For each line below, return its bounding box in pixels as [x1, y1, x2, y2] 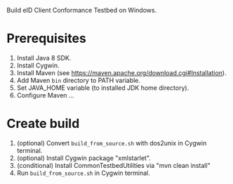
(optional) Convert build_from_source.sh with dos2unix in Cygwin [16, 138, 207, 147]
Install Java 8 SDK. [16, 53, 72, 62]
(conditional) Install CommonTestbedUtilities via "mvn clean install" [16, 161, 211, 169]
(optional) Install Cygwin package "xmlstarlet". [16, 154, 152, 162]
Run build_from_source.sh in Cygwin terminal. [16, 169, 150, 177]
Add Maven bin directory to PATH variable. [16, 76, 141, 84]
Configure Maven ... [16, 91, 74, 99]
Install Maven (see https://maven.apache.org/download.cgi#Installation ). [16, 68, 227, 77]
